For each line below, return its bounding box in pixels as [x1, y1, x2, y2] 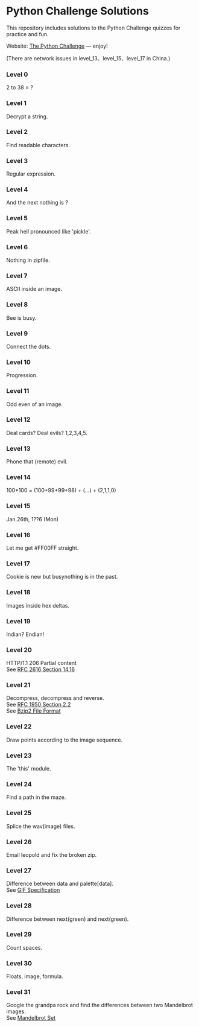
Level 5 [6, 214, 28, 223]
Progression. [6, 372, 38, 379]
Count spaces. [6, 944, 43, 951]
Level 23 [6, 751, 32, 760]
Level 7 [6, 272, 28, 280]
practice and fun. [6, 30, 49, 37]
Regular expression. [6, 170, 56, 177]
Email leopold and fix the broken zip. [6, 851, 97, 858]
